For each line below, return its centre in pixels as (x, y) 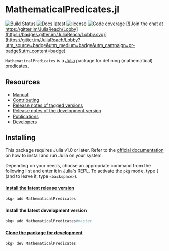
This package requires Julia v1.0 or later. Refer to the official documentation (84, 150)
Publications (26, 116)
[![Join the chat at (145, 24)
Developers (25, 122)
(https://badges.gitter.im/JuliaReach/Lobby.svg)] (56, 34)
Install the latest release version (40, 188)
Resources (23, 82)
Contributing (26, 100)
